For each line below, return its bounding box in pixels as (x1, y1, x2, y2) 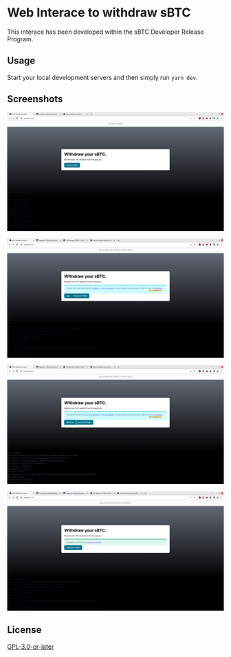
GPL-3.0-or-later (7, 643, 54, 651)
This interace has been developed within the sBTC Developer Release (7, 28, 204, 36)
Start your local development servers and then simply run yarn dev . (7, 73, 198, 81)
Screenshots (7, 93, 63, 105)
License (7, 624, 42, 636)
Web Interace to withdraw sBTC (7, 5, 191, 21)
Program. (7, 34, 34, 43)
